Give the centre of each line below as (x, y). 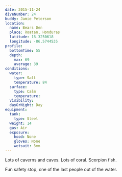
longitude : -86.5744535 (34, 42)
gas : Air (18, 128)
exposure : (19, 133)
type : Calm (25, 91)
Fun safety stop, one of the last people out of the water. (61, 169)
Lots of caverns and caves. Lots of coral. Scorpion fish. (61, 160)
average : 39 (26, 64)
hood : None (25, 137)
